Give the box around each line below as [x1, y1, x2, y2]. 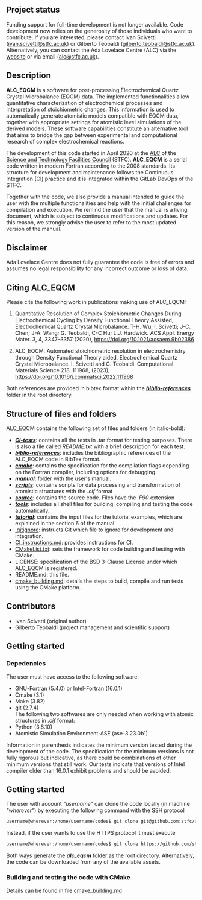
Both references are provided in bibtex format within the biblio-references [6, 385, 191, 392]
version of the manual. [6, 225, 62, 232]
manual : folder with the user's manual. [14, 475, 112, 482]
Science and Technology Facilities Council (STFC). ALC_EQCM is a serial [6, 156, 188, 163]
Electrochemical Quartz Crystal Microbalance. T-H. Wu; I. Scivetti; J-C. [14, 323, 191, 331]
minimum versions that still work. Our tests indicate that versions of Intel [6, 760, 185, 768]
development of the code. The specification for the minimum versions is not [6, 747, 194, 755]
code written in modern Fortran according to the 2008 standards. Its [6, 162, 176, 170]
